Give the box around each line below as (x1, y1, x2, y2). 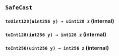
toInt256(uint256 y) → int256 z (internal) (5, 44, 109, 51)
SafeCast (5, 4, 33, 11)
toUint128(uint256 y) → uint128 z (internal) (5, 17, 114, 24)
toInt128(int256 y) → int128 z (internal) (5, 31, 107, 38)
